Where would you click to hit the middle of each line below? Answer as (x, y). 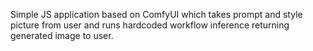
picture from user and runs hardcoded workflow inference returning (150, 25)
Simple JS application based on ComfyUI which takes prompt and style (156, 14)
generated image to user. (62, 35)
